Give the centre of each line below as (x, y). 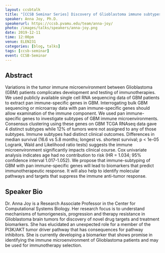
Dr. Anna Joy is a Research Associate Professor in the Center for (70, 203)
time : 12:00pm (20, 37)
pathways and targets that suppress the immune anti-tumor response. (76, 176)
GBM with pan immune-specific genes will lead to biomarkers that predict (80, 166)
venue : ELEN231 (21, 42)
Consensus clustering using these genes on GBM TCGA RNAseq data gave (81, 124)
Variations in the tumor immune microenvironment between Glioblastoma (79, 87)
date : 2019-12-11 (23, 32)
